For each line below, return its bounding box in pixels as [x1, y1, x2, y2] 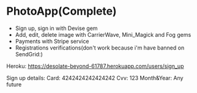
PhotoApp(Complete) [6, 4, 117, 18]
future [6, 81, 22, 88]
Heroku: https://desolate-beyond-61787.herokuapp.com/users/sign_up [6, 62, 184, 70]
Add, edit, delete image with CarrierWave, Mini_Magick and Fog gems [15, 31, 191, 38]
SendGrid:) [15, 50, 43, 58]
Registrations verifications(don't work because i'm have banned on [15, 44, 185, 51]
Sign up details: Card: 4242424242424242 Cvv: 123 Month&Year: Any [6, 74, 184, 81]
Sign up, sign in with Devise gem [15, 24, 98, 32]
